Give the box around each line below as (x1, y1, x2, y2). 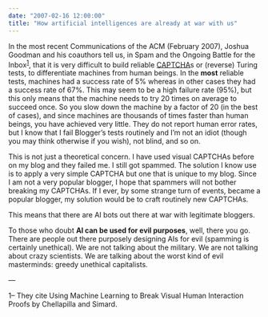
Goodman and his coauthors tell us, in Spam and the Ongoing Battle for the (8, 50, 256, 59)
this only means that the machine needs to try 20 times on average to (8, 94, 238, 104)
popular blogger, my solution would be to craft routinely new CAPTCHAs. (8, 194, 249, 205)
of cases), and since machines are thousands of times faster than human (8, 111, 249, 120)
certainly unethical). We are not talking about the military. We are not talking (8, 242, 258, 253)
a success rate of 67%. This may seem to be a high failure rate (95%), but (8, 85, 252, 95)
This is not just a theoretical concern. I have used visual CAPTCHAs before (8, 152, 254, 161)
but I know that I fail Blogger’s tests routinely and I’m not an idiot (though (8, 128, 247, 137)
